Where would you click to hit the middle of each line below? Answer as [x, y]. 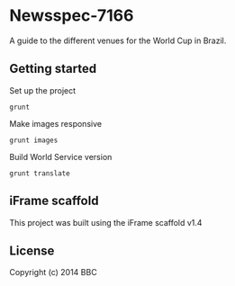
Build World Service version [61, 156]
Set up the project [43, 90]
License [32, 250]
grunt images [34, 140]
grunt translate [40, 173]
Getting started [53, 69]
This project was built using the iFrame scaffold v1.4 [106, 222]
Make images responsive [55, 123]
